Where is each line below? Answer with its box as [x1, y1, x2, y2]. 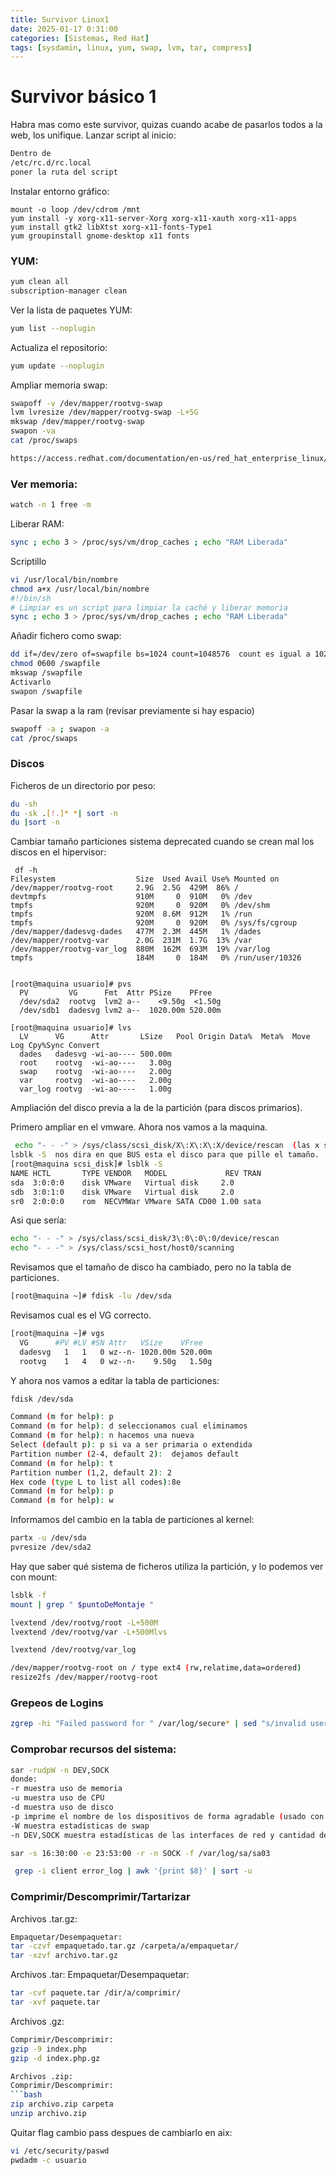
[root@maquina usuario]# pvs [10, 979, 132, 990]
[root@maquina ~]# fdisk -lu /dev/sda [10, 1291, 172, 1301]
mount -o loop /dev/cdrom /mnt [10, 204, 141, 215]
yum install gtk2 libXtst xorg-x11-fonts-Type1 [10, 222, 213, 232]
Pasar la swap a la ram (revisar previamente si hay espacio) [10, 704, 255, 716]
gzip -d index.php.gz [10, 2053, 101, 2063]
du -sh [10, 799, 38, 809]
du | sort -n [10, 817, 60, 828]
